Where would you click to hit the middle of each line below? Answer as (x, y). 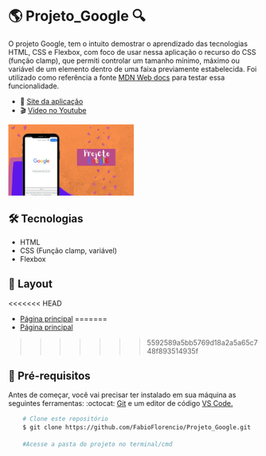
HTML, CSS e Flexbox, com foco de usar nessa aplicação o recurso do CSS (132, 52)
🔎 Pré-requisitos (49, 376)
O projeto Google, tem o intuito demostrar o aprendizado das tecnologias (128, 43)
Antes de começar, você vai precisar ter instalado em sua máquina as (122, 395)
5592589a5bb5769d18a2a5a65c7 (203, 342)
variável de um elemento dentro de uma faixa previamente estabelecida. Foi (133, 68)
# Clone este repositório (66, 419)
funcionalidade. (34, 86)
